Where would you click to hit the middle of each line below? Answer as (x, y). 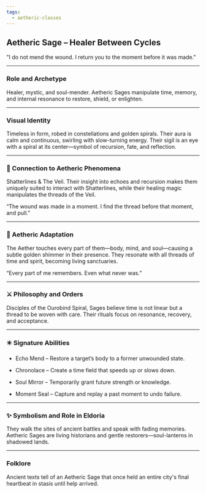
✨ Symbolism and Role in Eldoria (56, 416)
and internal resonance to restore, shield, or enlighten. (75, 99)
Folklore (19, 464)
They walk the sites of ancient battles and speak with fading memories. (96, 429)
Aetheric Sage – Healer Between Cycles (84, 43)
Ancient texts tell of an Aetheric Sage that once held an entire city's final (97, 477)
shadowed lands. (28, 442)
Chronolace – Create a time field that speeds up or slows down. (95, 371)
